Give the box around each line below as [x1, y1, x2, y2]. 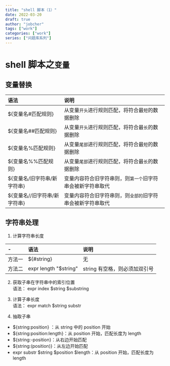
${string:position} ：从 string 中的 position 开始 [12, 324, 111, 330]
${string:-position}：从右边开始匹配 [12, 337, 87, 343]
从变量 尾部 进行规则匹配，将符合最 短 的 [64, 141, 153, 148]
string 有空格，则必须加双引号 [82, 265, 154, 272]
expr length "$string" [28, 265, 78, 272]
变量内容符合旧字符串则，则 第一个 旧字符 [64, 175, 158, 182]
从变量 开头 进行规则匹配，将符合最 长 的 [64, 123, 153, 130]
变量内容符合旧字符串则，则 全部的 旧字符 [64, 192, 158, 199]
